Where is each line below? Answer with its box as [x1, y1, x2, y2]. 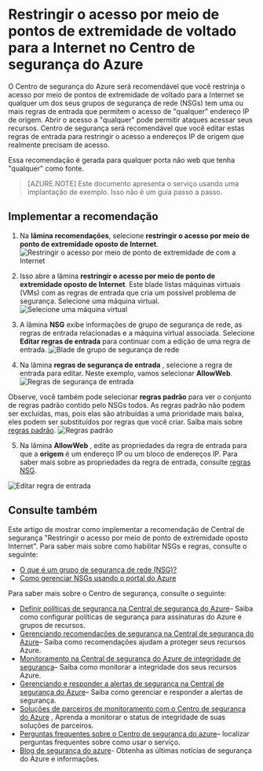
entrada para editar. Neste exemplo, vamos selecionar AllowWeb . [19, 368, 233, 378]
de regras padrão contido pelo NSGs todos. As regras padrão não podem [8, 400, 246, 409]
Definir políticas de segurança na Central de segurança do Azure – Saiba [19, 604, 254, 613]
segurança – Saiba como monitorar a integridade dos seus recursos [19, 662, 237, 671]
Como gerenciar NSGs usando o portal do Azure [19, 573, 177, 582]
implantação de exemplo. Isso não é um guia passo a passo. [27, 187, 223, 196]
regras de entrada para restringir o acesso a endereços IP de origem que [8, 131, 245, 141]
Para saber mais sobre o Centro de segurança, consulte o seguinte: [8, 588, 227, 598]
